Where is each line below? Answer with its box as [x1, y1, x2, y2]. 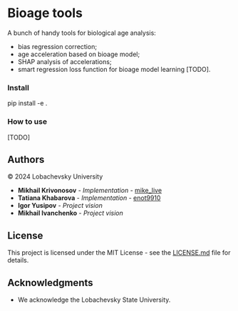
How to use [7, 117, 48, 127]
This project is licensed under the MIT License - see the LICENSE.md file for [7, 248, 231, 257]
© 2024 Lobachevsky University [7, 172, 103, 181]
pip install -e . [7, 99, 48, 107]
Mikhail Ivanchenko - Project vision [17, 209, 123, 218]
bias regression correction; [17, 42, 98, 51]
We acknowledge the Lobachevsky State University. [17, 295, 171, 304]
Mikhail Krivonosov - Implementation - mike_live [17, 186, 162, 195]
